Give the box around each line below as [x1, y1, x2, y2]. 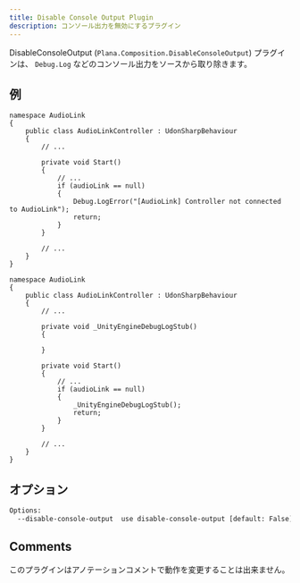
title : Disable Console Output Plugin [9, 13, 154, 22]
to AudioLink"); [9, 205, 70, 215]
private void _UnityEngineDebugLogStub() [41, 323, 198, 332]
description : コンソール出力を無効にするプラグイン [9, 21, 181, 30]
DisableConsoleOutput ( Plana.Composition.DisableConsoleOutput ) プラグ [9, 46, 279, 58]
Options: [9, 506, 42, 515]
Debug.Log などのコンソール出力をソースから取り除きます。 [34, 58, 253, 69]
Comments [9, 539, 72, 554]
